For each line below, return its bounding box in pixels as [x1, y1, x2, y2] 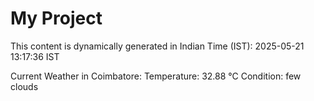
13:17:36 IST [10, 50, 60, 62]
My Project [10, 7, 103, 30]
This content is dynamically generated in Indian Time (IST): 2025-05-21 [10, 40, 305, 52]
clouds [10, 80, 39, 92]
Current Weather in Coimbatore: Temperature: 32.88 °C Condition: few [10, 70, 302, 82]
